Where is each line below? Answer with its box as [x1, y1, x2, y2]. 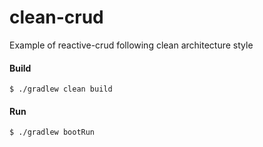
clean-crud [9, 6, 104, 29]
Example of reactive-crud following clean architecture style [9, 39, 254, 51]
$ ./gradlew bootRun [9, 127, 96, 138]
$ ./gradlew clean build [9, 84, 113, 95]
